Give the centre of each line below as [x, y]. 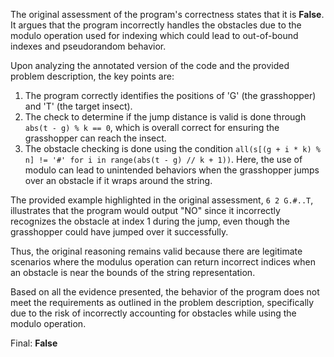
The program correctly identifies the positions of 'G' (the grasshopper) [170, 95]
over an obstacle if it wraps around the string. [118, 180]
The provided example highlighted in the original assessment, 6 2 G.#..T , [162, 200]
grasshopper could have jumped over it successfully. [119, 232]
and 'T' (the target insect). [78, 106]
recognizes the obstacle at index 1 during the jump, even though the [150, 221]
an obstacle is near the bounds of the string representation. [133, 272]
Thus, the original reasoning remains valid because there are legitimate [156, 251]
